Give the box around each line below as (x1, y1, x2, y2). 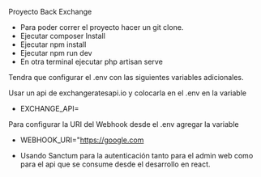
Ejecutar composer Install (19, 32, 105, 40)
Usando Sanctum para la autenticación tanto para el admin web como (19, 151, 254, 160)
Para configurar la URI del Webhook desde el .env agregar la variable (8, 120, 239, 129)
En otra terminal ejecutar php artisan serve (19, 57, 164, 66)
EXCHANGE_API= (19, 104, 79, 113)
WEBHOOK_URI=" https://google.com (19, 135, 144, 145)
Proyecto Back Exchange (8, 7, 92, 16)
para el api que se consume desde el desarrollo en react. (19, 159, 211, 169)
